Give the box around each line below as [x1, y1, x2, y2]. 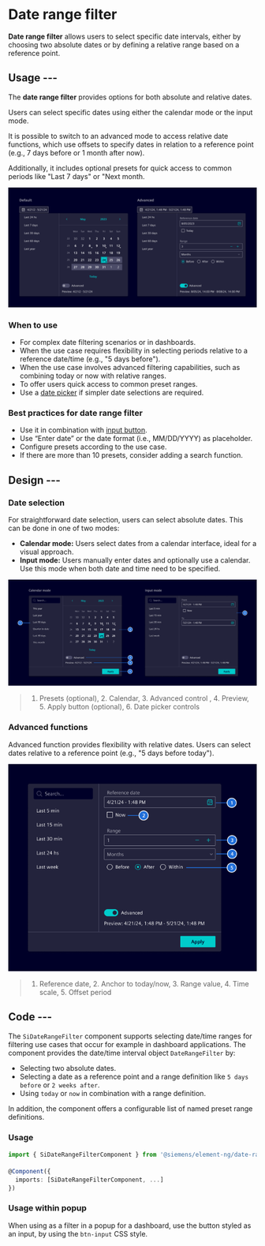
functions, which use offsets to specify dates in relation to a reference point [8, 140, 254, 149]
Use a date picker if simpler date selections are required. [19, 388, 204, 398]
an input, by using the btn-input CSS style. [8, 1229, 148, 1238]
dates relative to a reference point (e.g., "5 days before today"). [8, 748, 215, 758]
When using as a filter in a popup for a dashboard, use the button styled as [8, 1221, 252, 1230]
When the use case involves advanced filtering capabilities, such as [19, 363, 241, 372]
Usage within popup [8, 1203, 87, 1214]
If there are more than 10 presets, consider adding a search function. [19, 451, 243, 460]
